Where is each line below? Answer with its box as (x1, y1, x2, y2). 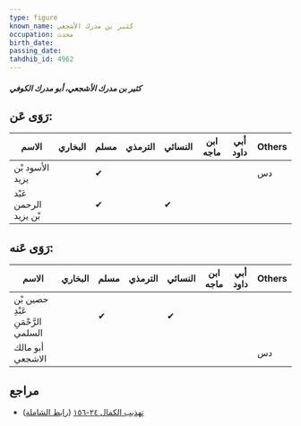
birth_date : (9, 38, 54, 48)
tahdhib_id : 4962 (9, 55, 74, 64)
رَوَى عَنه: (9, 239, 54, 256)
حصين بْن (13, 293, 49, 306)
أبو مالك (13, 342, 45, 354)
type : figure (9, 13, 58, 22)
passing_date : (9, 47, 63, 56)
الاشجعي (13, 352, 47, 365)
